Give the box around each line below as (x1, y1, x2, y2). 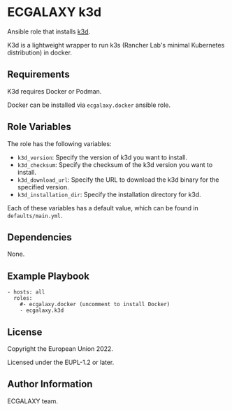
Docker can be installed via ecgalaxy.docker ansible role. (7, 101, 171, 109)
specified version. (17, 182, 70, 191)
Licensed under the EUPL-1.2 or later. (7, 358, 115, 366)
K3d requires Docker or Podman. (7, 87, 102, 95)
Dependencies (7, 231, 72, 243)
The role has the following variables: (7, 139, 112, 147)
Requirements (7, 68, 70, 80)
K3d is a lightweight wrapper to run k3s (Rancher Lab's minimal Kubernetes (7, 41, 225, 49)
